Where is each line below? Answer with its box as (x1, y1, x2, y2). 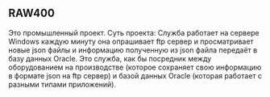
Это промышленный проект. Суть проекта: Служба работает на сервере (8, 27, 260, 37)
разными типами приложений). (8, 79, 117, 89)
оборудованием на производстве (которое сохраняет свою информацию (8, 62, 262, 72)
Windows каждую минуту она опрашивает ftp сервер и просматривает (8, 36, 254, 46)
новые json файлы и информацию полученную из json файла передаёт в (8, 44, 258, 55)
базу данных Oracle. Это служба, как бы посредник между (8, 53, 212, 63)
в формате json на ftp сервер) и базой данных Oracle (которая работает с (8, 70, 262, 80)
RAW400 (8, 6, 55, 20)
